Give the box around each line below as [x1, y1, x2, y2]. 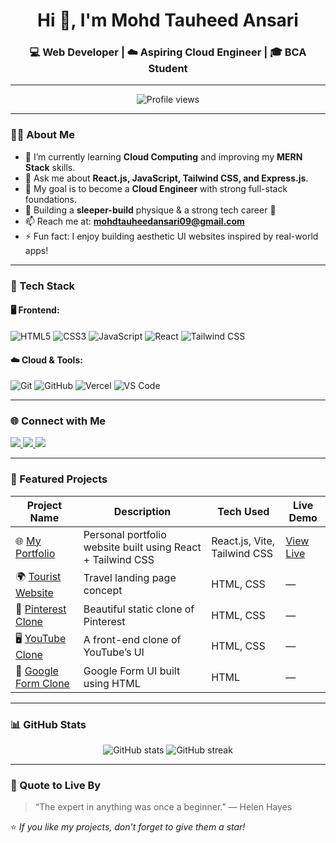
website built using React [83, 540, 202, 554]
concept [83, 584, 123, 598]
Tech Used [217, 504, 270, 518]
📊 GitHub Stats [10, 717, 87, 731]
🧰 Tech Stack [10, 279, 76, 293]
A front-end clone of [83, 633, 182, 647]
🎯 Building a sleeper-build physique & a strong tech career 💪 [24, 204, 277, 216]
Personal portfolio [83, 527, 167, 541]
